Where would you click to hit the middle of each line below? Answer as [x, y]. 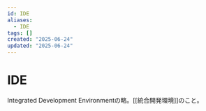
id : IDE [19, 14]
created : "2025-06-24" [40, 40]
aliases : [20, 20]
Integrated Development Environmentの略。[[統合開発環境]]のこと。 [105, 100]
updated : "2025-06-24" [40, 46]
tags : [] [20, 33]
